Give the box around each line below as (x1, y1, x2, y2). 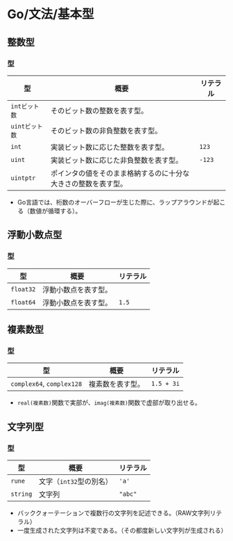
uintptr (10, 174, 36, 181)
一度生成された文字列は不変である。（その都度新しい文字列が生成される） (17, 526, 227, 534)
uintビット (10, 122, 43, 130)
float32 (10, 285, 36, 293)
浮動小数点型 (7, 229, 62, 241)
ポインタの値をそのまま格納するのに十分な (51, 168, 190, 178)
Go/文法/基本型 (7, 6, 94, 22)
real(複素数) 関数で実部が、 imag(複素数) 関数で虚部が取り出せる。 (17, 398, 201, 407)
